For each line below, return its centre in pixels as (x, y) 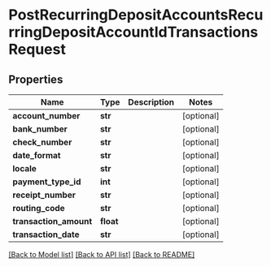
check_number (42, 142)
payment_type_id (47, 182)
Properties (36, 79)
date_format (37, 155)
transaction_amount (52, 221)
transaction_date (46, 235)
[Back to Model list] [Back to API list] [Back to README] (102, 254)
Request (37, 50)
